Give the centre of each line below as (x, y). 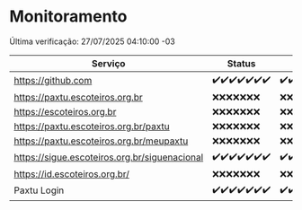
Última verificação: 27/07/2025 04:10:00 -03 (92, 41)
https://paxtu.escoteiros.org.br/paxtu (92, 126)
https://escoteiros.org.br (65, 111)
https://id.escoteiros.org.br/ (72, 174)
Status (241, 63)
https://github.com (53, 81)
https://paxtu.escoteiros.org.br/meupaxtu (101, 141)
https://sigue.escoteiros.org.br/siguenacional (109, 157)
